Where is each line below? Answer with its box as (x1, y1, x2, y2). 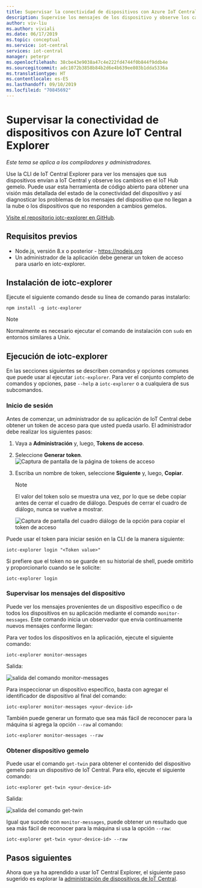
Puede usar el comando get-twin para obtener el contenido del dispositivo (6, 760, 191, 768)
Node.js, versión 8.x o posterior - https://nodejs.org (14, 247, 143, 255)
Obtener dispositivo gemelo (6, 746, 89, 754)
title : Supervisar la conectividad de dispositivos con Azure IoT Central (6, 8, 198, 15)
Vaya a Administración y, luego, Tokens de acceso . (14, 439, 144, 447)
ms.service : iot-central (6, 43, 69, 49)
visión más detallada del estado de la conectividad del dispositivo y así (6, 189, 182, 196)
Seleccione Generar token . (14, 451, 82, 458)
